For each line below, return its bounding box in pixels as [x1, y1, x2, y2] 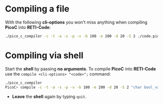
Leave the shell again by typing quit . [12, 93, 87, 99]
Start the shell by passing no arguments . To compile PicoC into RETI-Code [5, 66, 156, 72]
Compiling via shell [5, 50, 83, 61]
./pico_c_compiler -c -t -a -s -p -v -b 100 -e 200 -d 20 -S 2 [5, 34, 136, 39]
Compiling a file [5, 3, 69, 14]
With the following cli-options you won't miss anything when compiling [5, 19, 148, 25]
